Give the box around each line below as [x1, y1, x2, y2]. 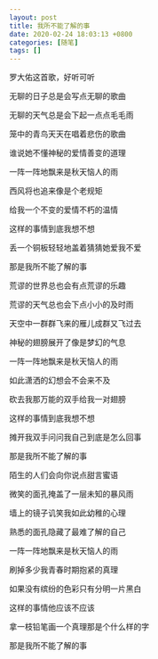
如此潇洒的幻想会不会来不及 [9, 375, 111, 386]
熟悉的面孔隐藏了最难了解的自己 [9, 527, 126, 538]
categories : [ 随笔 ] [9, 37, 79, 47]
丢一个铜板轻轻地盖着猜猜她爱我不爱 [9, 243, 142, 253]
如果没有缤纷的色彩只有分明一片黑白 [9, 583, 142, 594]
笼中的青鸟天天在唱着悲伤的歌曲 [9, 128, 126, 139]
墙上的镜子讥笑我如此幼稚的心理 [9, 507, 126, 518]
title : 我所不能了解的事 [9, 21, 91, 30]
